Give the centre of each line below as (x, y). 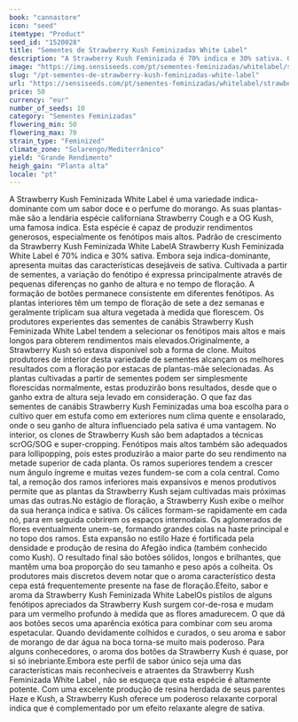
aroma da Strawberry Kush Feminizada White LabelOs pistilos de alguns (141, 595)
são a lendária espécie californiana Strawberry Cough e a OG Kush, (150, 218)
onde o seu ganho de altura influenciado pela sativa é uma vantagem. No (143, 426)
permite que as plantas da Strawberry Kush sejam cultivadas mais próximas (148, 491)
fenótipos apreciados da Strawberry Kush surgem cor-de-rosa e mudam (141, 605)
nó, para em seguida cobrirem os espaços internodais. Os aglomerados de (146, 520)
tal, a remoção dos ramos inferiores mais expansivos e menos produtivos (143, 482)
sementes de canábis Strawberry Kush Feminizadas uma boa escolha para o (149, 407)
